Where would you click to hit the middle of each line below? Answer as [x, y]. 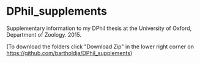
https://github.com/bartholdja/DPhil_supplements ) [69, 53]
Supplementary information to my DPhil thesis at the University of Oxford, [99, 28]
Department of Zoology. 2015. [44, 34]
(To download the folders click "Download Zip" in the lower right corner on [100, 46]
